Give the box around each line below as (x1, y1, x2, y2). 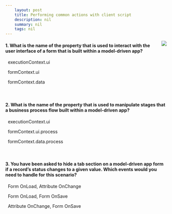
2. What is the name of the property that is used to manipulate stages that (5, 101, 165, 108)
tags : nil (14, 27, 36, 32)
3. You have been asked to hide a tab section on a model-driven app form (5, 161, 164, 167)
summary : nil (14, 22, 42, 27)
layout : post (14, 7, 42, 13)
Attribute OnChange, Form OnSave (7, 203, 81, 209)
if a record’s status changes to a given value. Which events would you (5, 166, 157, 173)
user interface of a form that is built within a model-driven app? (5, 48, 143, 54)
